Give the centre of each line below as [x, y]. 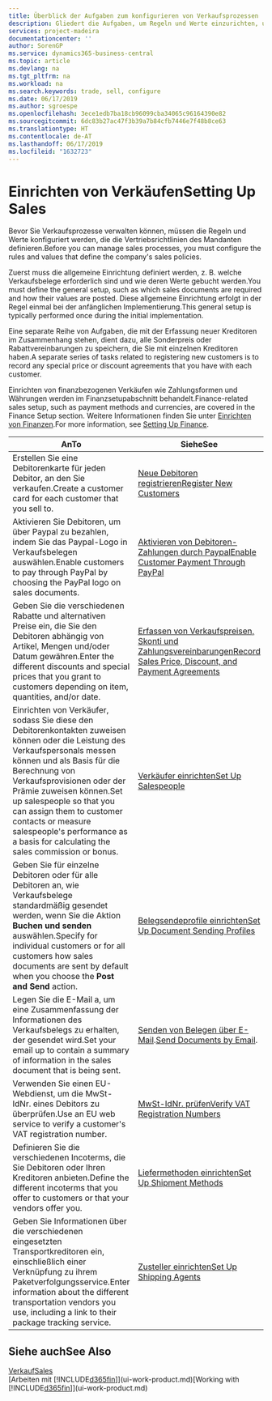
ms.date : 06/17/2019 [43, 99]
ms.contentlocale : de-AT [50, 136]
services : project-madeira [54, 31]
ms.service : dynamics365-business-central [81, 53]
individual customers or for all [69, 946]
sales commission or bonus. [66, 852]
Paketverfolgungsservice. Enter [71, 1282]
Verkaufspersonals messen [64, 751]
